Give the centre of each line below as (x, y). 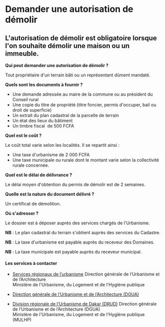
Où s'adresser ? (22, 213)
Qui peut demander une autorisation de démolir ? (57, 65)
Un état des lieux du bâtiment (42, 121)
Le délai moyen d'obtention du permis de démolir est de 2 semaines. (75, 184)
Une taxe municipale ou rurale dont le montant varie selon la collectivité (85, 160)
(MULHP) (22, 320)
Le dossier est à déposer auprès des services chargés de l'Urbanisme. (78, 223)
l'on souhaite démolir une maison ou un (68, 46)
